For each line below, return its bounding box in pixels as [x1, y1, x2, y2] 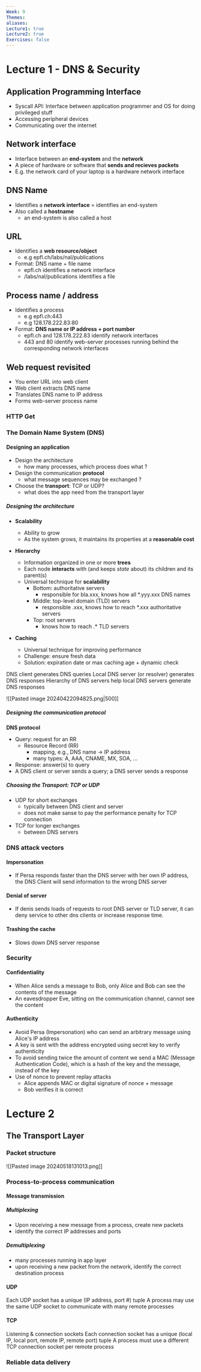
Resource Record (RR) [23, 742, 79, 749]
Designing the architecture [6, 502, 75, 509]
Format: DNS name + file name [14, 260, 91, 268]
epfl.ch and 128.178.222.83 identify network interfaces [23, 332, 158, 339]
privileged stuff [14, 109, 53, 116]
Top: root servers [32, 617, 76, 624]
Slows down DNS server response [14, 939, 100, 946]
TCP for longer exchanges [14, 822, 80, 829]
